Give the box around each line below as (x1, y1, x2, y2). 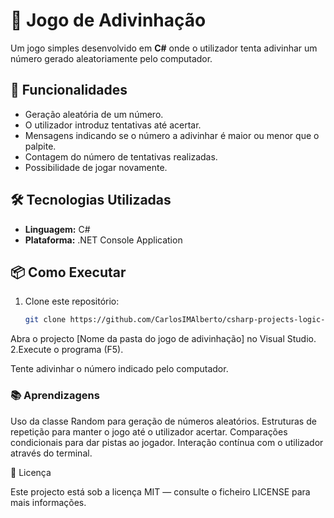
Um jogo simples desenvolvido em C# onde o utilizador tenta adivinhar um (10, 42, 318, 54)
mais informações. (10, 496, 87, 508)
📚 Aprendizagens (10, 389, 100, 403)
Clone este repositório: (24, 295, 120, 308)
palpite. (24, 140, 57, 152)
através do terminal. (10, 447, 93, 459)
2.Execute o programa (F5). (10, 344, 124, 356)
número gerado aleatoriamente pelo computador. (10, 52, 213, 64)
